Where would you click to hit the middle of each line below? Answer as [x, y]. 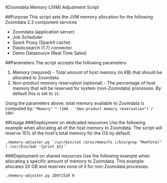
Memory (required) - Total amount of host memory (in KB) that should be [87, 72]
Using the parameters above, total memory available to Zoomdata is [75, 103]
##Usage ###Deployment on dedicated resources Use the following [75, 122]
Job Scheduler [27, 37]
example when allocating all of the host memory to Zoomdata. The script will [84, 128]
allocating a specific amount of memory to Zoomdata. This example [75, 161]
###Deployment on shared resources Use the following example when [78, 156]
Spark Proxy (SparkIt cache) [41, 42]
